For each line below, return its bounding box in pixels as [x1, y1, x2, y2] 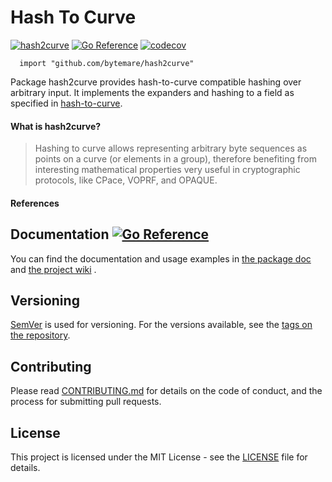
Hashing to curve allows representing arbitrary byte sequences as [34, 142, 308, 155]
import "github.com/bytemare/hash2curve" [19, 58, 195, 68]
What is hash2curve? [10, 120, 102, 132]
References [10, 197, 60, 209]
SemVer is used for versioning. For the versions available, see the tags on [10, 319, 313, 331]
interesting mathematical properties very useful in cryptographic [34, 164, 301, 176]
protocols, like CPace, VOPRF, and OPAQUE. [34, 174, 218, 186]
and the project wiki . [10, 263, 97, 275]
